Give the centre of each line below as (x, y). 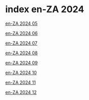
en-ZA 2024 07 (21, 43)
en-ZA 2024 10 (21, 73)
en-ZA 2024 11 (21, 82)
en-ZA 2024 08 (22, 53)
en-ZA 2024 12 (21, 92)
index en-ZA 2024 (45, 9)
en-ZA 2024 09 (22, 62)
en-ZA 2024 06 (22, 33)
